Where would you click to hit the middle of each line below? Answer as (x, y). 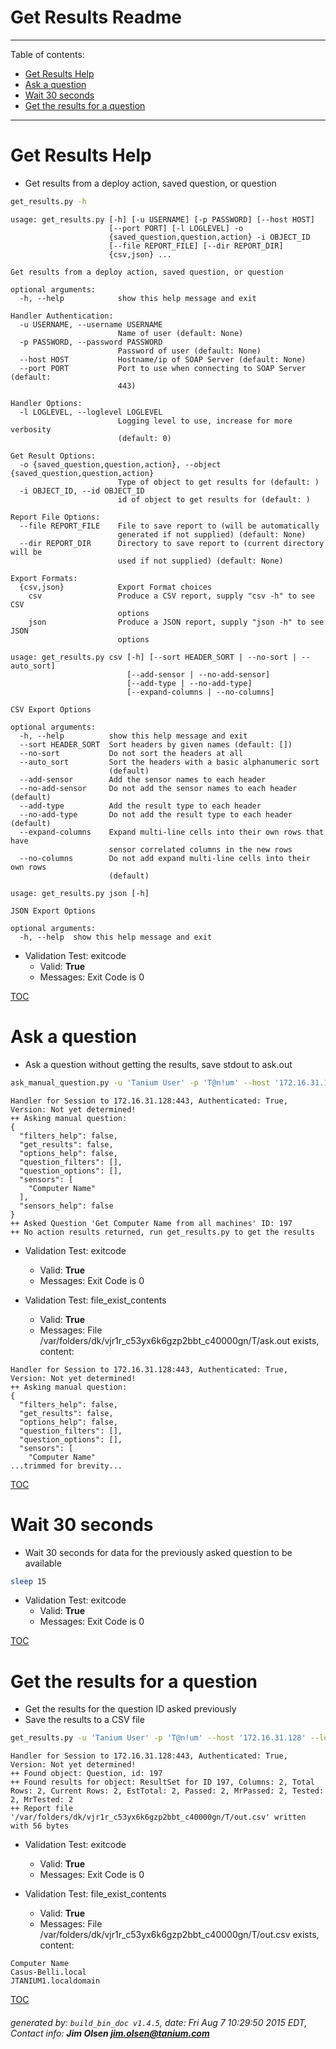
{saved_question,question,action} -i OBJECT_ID (209, 237)
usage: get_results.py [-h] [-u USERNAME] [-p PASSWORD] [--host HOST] (162, 219)
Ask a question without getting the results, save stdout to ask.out (158, 1064)
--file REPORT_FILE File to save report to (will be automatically (169, 526)
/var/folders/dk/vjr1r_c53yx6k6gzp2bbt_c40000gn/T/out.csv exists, (179, 1935)
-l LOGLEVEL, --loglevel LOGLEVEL (91, 412)
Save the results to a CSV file (84, 1720)
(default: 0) (144, 438)
